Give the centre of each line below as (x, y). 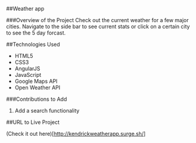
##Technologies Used (33, 44)
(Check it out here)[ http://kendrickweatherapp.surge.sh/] (76, 134)
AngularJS (27, 69)
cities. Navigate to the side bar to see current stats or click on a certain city (98, 27)
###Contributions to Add (37, 99)
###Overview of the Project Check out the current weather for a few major (97, 20)
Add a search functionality (47, 111)
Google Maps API (36, 81)
